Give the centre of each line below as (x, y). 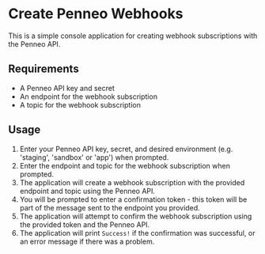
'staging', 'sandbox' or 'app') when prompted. (94, 157)
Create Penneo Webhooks (96, 14)
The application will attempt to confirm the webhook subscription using (136, 216)
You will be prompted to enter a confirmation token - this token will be (133, 199)
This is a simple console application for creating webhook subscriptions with (133, 36)
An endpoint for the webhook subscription (89, 97)
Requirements (44, 69)
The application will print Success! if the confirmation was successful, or (137, 233)
